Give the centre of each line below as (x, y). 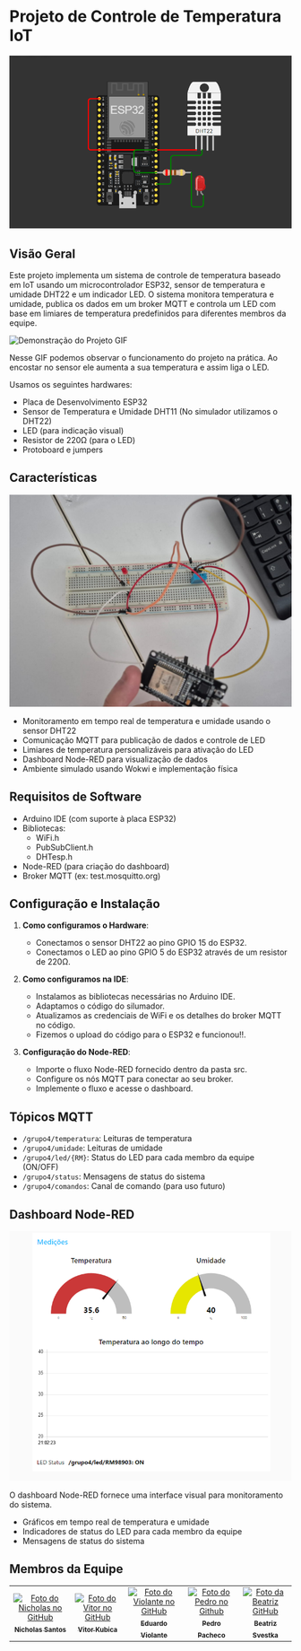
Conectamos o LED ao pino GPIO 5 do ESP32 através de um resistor (162, 952)
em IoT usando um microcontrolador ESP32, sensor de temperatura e (138, 284)
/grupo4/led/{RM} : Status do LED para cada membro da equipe (138, 1157)
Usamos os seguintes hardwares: (71, 384)
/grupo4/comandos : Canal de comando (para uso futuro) (124, 1186)
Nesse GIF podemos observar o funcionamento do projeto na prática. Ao (144, 357)
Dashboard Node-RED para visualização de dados (115, 759)
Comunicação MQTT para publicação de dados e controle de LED (144, 740)
